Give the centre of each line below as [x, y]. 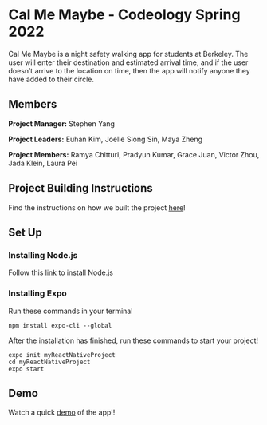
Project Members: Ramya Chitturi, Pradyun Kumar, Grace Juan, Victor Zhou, [134, 154]
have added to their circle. [51, 79]
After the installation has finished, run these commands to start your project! [133, 340]
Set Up [25, 232]
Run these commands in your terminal [71, 311]
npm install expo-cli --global [60, 325]
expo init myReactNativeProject [62, 355]
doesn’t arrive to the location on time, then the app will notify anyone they [130, 70]
